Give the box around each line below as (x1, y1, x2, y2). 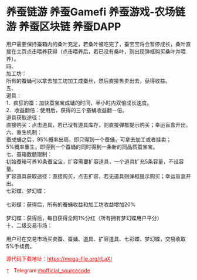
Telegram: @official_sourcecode (13, 266, 91, 274)
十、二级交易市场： (6, 221, 53, 229)
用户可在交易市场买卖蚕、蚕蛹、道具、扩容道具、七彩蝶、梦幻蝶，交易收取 (6, 235, 186, 242)
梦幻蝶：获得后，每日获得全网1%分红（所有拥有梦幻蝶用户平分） (6, 214, 162, 221)
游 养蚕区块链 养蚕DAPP (6, 20, 121, 33)
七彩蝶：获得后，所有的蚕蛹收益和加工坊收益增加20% (6, 201, 136, 208)
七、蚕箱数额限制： (6, 150, 53, 157)
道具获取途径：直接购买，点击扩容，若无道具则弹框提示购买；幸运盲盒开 (16, 173, 191, 180)
